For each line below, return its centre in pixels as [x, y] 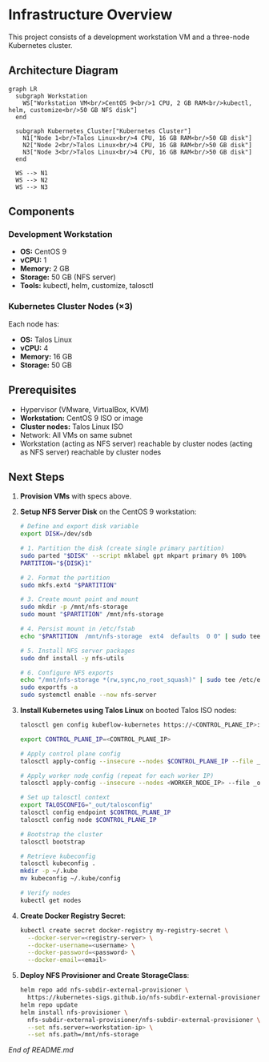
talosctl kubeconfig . [58, 864]
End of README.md [41, 1050]
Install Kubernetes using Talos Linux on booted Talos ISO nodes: [128, 711]
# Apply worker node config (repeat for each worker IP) [117, 775]
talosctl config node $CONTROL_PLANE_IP [88, 820]
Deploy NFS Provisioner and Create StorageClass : [104, 976]
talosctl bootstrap [52, 842]
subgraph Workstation [52, 96]
